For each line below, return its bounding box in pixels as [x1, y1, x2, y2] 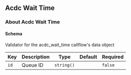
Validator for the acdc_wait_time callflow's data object [5, 42, 115, 48]
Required [101, 53, 124, 60]
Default [79, 53, 98, 60]
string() [54, 62, 75, 68]
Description [21, 53, 50, 60]
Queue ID [21, 61, 43, 68]
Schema [5, 30, 23, 36]
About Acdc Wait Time [5, 19, 60, 25]
